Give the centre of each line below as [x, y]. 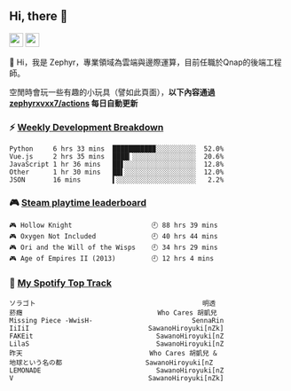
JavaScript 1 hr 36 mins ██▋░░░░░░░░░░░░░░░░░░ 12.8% [117, 165]
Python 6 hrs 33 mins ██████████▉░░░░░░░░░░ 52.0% [117, 149]
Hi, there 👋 [39, 16]
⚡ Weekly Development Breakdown [87, 127]
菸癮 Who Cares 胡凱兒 [113, 313]
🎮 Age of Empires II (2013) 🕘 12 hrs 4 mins [112, 259]
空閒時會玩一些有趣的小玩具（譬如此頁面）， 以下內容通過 [112, 92]
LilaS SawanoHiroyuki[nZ [117, 344]
